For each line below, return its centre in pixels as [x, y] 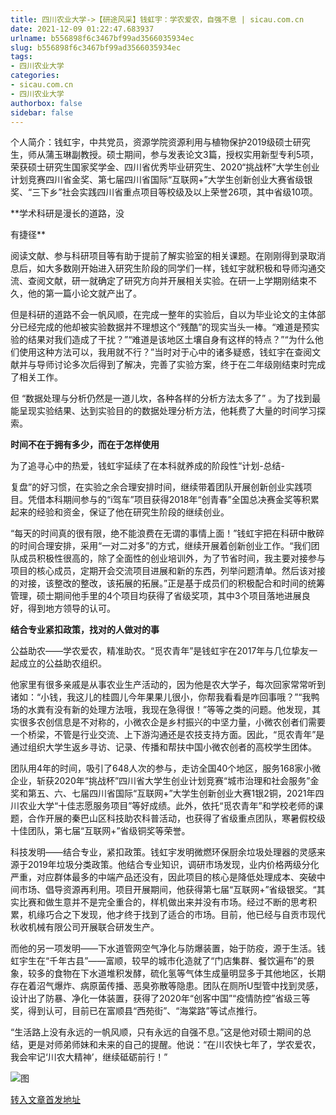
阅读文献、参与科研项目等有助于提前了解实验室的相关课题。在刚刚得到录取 [163, 256]
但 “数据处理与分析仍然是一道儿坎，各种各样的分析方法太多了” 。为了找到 [161, 398]
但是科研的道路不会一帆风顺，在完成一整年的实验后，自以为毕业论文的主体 [163, 315]
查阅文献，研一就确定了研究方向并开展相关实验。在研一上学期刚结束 [167, 281]
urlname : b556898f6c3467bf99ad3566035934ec [102, 38]
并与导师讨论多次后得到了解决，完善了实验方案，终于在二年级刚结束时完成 [172, 365]
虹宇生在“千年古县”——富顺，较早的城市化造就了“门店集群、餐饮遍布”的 [158, 961]
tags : [21, 57]
